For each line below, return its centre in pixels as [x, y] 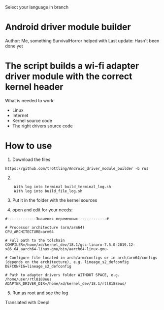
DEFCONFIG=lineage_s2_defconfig [38, 266]
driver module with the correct [69, 77]
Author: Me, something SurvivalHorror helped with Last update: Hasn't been [82, 40]
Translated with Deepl [27, 302]
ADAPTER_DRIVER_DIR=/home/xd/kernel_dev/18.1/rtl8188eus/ [66, 283]
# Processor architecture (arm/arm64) [45, 227]
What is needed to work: [30, 100]
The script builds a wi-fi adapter [72, 66]
